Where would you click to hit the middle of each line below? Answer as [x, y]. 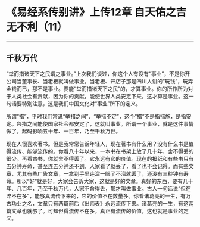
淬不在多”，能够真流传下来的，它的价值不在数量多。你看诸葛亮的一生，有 [96, 196]
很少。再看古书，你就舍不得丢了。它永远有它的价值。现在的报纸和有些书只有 [100, 158]
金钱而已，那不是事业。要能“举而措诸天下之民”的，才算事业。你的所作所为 [97, 88]
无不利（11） [37, 27]
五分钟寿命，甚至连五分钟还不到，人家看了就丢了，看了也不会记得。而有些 [97, 166]
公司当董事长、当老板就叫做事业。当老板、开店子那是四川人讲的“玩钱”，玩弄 [100, 81]
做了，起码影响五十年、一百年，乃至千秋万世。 [63, 131]
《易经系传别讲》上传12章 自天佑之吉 [96, 12]
